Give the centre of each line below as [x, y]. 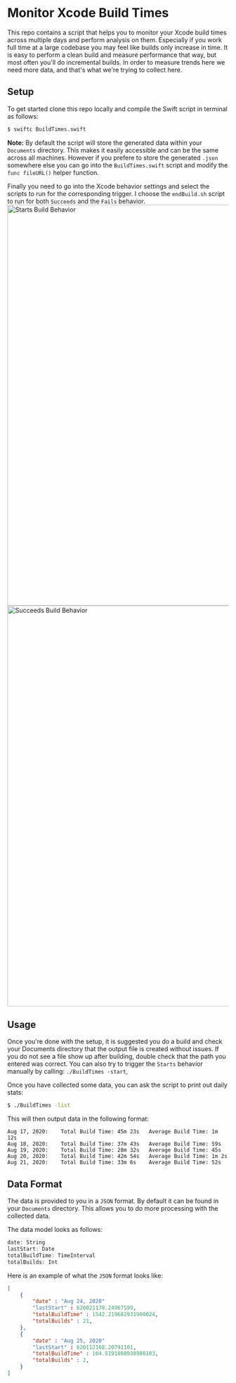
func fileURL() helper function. [53, 172]
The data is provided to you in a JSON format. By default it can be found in [113, 1201]
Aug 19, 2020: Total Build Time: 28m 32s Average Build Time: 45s [114, 1150]
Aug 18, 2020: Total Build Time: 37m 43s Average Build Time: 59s [114, 1144]
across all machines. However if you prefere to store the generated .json [113, 157]
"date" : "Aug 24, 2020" [69, 1301]
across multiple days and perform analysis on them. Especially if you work [115, 39]
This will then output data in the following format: [78, 1119]
